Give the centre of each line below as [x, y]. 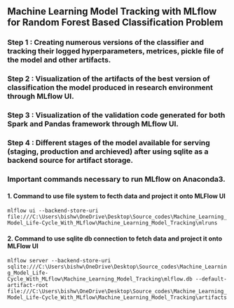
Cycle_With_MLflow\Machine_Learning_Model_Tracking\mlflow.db [100, 279]
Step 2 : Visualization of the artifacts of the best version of [109, 79]
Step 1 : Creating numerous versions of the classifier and [106, 43]
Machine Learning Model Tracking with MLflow [112, 12]
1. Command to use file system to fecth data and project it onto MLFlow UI [116, 196]
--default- [211, 279]
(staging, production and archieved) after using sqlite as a [108, 152]
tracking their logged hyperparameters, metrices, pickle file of [116, 51]
